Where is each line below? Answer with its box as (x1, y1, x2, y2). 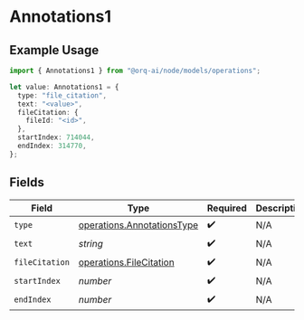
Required (206, 202, 247, 214)
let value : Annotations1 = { (9, 82, 119, 91)
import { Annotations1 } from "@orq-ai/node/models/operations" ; (9, 66, 261, 75)
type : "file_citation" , (17, 90, 107, 100)
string (78, 238, 104, 250)
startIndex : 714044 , (17, 133, 95, 142)
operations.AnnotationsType (78, 219, 199, 231)
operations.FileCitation (78, 256, 175, 268)
